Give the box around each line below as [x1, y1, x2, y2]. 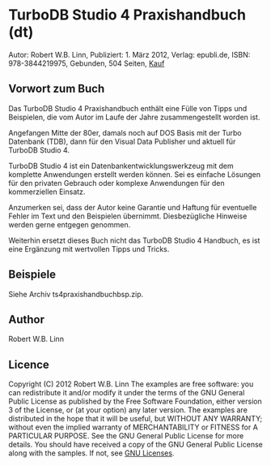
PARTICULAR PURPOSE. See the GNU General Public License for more [8, 431, 244, 441]
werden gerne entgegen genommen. [8, 219, 131, 229]
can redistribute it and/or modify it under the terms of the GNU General [8, 388, 245, 398]
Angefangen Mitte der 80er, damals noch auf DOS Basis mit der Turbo [8, 127, 242, 137]
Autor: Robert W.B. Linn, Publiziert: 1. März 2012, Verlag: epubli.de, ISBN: [8, 50, 251, 59]
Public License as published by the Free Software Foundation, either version [8, 396, 262, 407]
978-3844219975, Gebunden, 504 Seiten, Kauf [8, 58, 165, 68]
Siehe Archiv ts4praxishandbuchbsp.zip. [8, 289, 144, 299]
